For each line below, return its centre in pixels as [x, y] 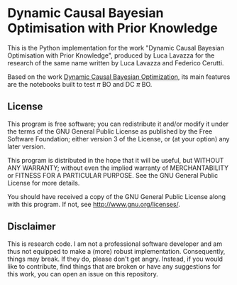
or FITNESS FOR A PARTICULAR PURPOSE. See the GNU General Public [113, 175]
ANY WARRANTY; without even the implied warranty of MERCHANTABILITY [118, 168]
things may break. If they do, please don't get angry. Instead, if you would [115, 259]
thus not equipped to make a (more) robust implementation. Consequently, [116, 251]
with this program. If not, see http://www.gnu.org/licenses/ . [94, 204]
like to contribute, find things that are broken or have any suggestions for [114, 266]
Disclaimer [32, 226]
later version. [27, 146]
